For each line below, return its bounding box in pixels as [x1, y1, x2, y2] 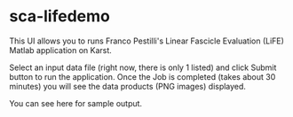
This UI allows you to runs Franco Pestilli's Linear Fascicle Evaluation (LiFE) [9, 35, 284, 46]
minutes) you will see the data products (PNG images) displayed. [9, 81, 247, 91]
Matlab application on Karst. [9, 44, 113, 55]
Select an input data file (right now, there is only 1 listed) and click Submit [9, 62, 277, 73]
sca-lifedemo [9, 6, 111, 27]
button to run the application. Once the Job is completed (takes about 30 [9, 71, 276, 82]
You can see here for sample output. [9, 97, 143, 108]
